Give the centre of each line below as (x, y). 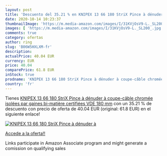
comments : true (21, 33)
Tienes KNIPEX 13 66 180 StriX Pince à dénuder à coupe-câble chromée (79, 98)
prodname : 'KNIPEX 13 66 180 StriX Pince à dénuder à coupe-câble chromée (84, 79)
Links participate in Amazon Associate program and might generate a (76, 143)
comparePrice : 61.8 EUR (30, 70)
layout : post (19, 10)
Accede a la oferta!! (25, 133)
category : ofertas (24, 38)
